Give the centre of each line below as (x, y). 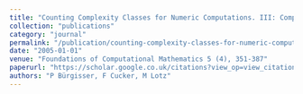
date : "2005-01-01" (46, 51)
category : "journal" (48, 34)
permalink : (30, 43)
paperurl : (28, 68)
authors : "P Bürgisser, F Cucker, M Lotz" (90, 76)
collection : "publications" (62, 26)
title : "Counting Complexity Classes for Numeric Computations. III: (143, 17)
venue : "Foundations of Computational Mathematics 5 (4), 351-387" (139, 59)
